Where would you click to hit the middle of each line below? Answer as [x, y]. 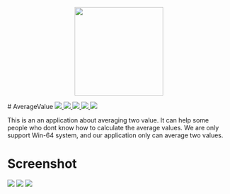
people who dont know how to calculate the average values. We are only [113, 128]
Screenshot [42, 164]
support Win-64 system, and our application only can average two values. [115, 135]
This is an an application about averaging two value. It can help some [108, 120]
